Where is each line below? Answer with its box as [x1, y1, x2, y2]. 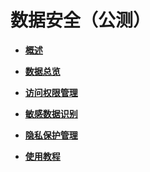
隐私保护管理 [24, 129, 78, 141]
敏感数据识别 [24, 107, 78, 120]
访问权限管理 [24, 86, 78, 98]
